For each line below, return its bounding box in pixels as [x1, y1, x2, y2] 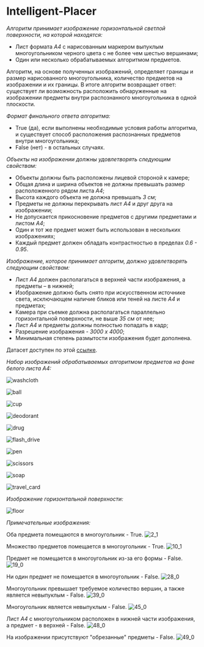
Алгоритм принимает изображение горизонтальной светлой [6, 25, 166, 32]
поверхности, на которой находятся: [6, 31, 103, 38]
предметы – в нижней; [15, 282, 75, 289]
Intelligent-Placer [6, 4, 97, 18]
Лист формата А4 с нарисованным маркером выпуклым [15, 43, 164, 50]
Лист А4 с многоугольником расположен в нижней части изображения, [6, 615, 195, 622]
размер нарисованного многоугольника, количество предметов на [6, 74, 183, 81]
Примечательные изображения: [6, 519, 91, 526]
